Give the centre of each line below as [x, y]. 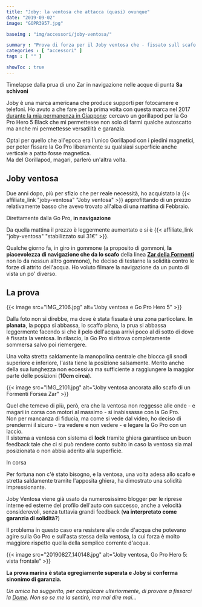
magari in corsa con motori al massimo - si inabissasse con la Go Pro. [93, 412]
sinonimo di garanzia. [34, 579]
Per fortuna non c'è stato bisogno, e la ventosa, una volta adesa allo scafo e [101, 474]
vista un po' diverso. [32, 273]
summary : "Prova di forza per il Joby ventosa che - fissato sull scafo [101, 45]
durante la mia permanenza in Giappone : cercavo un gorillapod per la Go [97, 115]
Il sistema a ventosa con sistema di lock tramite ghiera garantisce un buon [99, 438]
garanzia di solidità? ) [33, 518]
